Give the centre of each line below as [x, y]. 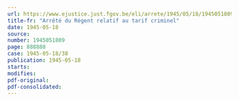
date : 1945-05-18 [33, 27]
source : [19, 34]
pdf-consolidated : [34, 87]
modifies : [22, 73]
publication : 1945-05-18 [44, 60]
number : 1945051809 [36, 41]
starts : [19, 67]
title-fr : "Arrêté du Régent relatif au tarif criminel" [94, 21]
